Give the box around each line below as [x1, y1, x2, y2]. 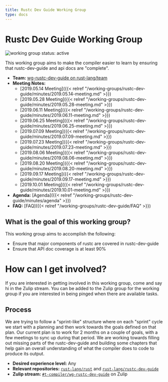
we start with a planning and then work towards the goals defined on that [5, 324, 156, 330]
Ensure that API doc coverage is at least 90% [12, 246, 106, 252]
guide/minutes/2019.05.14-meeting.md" [20, 91, 102, 97]
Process [5, 305, 32, 314]
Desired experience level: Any [12, 360, 76, 366]
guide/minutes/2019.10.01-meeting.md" [20, 187, 101, 193]
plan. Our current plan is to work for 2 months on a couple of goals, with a [5, 329, 158, 335]
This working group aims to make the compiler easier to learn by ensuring [5, 60, 158, 66]
